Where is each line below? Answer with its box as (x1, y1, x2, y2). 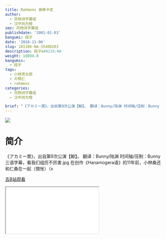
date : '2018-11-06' (5, 40, 46, 45)
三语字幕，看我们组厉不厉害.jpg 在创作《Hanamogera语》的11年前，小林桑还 (5, 160, 161, 166)
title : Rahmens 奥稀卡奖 (5, 7, 54, 12)
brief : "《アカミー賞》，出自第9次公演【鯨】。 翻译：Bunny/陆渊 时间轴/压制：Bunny (5, 104, 160, 109)
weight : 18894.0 (5, 53, 39, 59)
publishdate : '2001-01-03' (5, 30, 61, 35)
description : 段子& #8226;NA (5, 49, 62, 54)
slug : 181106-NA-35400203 (5, 44, 58, 49)
